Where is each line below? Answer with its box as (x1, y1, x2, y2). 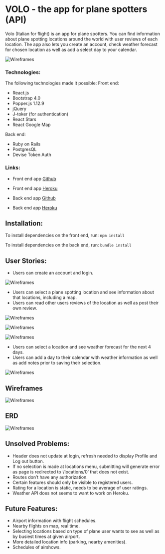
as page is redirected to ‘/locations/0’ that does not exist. (12, 468, 130, 474)
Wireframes (5, 384, 43, 392)
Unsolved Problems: (5, 439, 70, 448)
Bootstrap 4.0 (12, 95, 41, 101)
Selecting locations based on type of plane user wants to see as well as (12, 528, 160, 534)
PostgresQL (12, 146, 37, 152)
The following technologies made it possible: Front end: (5, 80, 119, 86)
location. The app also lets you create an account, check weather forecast (5, 41, 158, 47)
